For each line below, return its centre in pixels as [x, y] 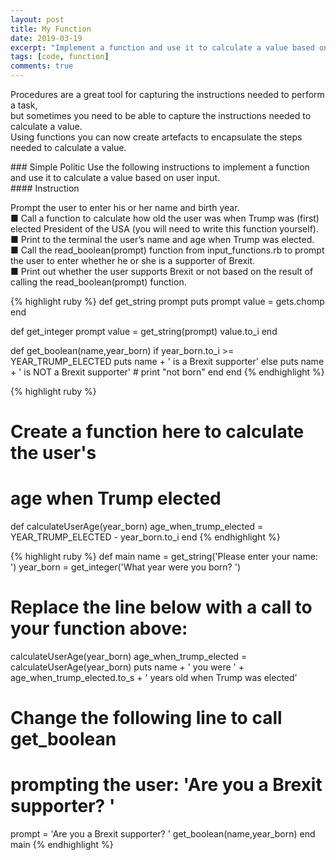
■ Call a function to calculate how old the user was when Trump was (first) [165, 218]
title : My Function [51, 29]
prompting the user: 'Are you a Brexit [166, 785]
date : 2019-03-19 [46, 38]
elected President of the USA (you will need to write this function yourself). [164, 229]
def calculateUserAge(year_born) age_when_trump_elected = [137, 527]
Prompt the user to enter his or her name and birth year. [125, 207]
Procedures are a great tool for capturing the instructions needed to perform [167, 94]
